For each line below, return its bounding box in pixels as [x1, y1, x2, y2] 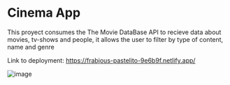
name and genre [7, 42, 55, 51]
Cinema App [7, 5, 81, 21]
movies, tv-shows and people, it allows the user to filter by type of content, [7, 35, 224, 43]
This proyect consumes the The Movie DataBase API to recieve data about [7, 28, 222, 36]
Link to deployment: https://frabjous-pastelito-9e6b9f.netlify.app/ [7, 56, 196, 64]
